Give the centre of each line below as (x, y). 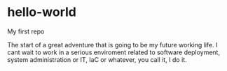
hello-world (42, 12)
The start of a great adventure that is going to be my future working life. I (112, 45)
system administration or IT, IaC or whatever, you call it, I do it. (97, 59)
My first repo (26, 31)
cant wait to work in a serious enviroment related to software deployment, (114, 52)
